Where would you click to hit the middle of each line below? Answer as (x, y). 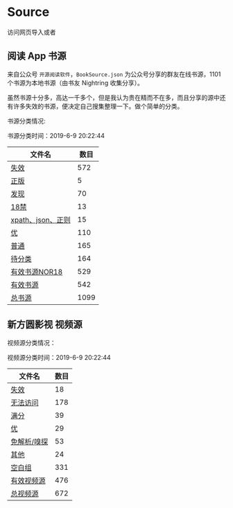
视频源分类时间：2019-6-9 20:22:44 (59, 357)
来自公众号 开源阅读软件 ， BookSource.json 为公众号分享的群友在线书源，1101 (114, 74)
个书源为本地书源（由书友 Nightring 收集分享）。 (75, 82)
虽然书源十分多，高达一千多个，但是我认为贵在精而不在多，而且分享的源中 (113, 97)
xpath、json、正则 (41, 220)
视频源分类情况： (32, 342)
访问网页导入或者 (32, 32)
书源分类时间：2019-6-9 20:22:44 (56, 135)
